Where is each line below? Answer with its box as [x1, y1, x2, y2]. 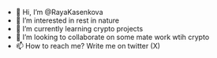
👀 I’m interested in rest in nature [15, 16, 120, 25]
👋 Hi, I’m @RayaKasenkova [15, 8, 104, 16]
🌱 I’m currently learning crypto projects [15, 24, 144, 33]
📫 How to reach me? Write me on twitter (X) [15, 42, 160, 50]
